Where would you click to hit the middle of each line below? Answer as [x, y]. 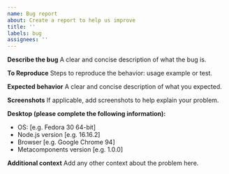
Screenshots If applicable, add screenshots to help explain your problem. [113, 100]
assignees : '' [28, 40]
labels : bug [24, 33]
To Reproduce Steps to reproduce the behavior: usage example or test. [110, 73]
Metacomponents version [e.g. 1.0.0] [70, 150]
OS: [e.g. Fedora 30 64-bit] [57, 127]
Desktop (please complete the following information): [87, 114]
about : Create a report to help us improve [72, 20]
